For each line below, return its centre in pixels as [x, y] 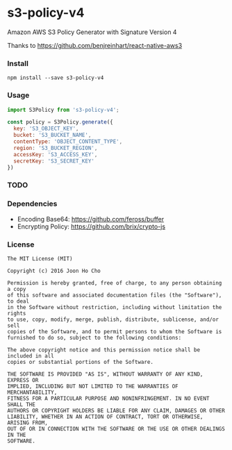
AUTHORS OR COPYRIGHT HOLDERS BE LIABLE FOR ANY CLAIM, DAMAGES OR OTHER [116, 410]
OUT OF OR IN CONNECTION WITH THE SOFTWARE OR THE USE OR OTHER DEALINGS [116, 428]
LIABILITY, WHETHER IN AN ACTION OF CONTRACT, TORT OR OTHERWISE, [105, 417]
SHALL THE [22, 404]
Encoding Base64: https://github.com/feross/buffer [91, 219]
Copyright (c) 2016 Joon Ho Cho [54, 271]
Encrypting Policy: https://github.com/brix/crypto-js [91, 226]
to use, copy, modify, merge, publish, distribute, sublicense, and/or [113, 319]
